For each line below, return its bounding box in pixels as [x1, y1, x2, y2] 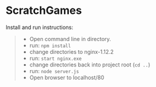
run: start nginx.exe [29, 54, 82, 62]
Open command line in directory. [29, 35, 111, 42]
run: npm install [29, 42, 71, 49]
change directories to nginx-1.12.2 [29, 48, 114, 55]
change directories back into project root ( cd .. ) [29, 61, 151, 68]
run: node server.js [29, 67, 79, 74]
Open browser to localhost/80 [29, 74, 105, 81]
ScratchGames [5, 4, 82, 18]
